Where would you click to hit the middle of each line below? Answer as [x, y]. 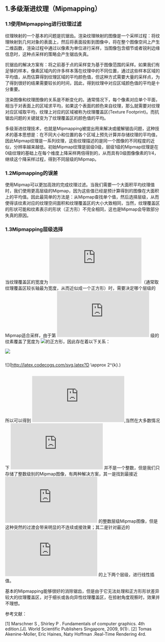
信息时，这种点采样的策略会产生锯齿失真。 [48, 54]
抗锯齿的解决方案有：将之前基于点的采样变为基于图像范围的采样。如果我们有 [82, 64]
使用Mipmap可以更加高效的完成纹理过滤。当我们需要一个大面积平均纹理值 [80, 184]
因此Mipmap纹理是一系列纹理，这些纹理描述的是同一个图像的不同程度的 [78, 140]
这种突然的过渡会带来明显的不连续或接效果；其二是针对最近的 [68, 528]
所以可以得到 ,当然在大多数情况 [82, 420]
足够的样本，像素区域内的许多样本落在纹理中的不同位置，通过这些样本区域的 [82, 71]
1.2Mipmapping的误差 [31, 173]
